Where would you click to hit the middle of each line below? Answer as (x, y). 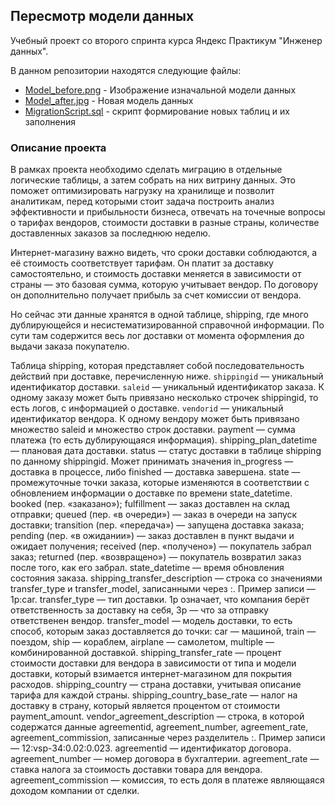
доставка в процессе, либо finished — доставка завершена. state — (155, 472)
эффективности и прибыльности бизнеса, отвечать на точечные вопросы (168, 212)
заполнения (50, 121)
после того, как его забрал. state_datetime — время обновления (147, 568)
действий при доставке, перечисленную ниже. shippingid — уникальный (167, 376)
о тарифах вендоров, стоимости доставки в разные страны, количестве (165, 223)
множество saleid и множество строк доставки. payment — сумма (153, 430)
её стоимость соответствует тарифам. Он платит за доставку (142, 263)
